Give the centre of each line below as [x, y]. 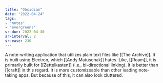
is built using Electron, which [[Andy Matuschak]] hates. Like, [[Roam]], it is [81, 60]
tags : [10, 18]
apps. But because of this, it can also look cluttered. [71, 75]
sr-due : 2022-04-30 [25, 32]
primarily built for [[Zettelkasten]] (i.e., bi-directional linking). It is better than [82, 65]
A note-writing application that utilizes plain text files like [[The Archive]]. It [80, 55]
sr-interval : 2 [20, 37]
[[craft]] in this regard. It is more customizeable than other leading [71, 70]
